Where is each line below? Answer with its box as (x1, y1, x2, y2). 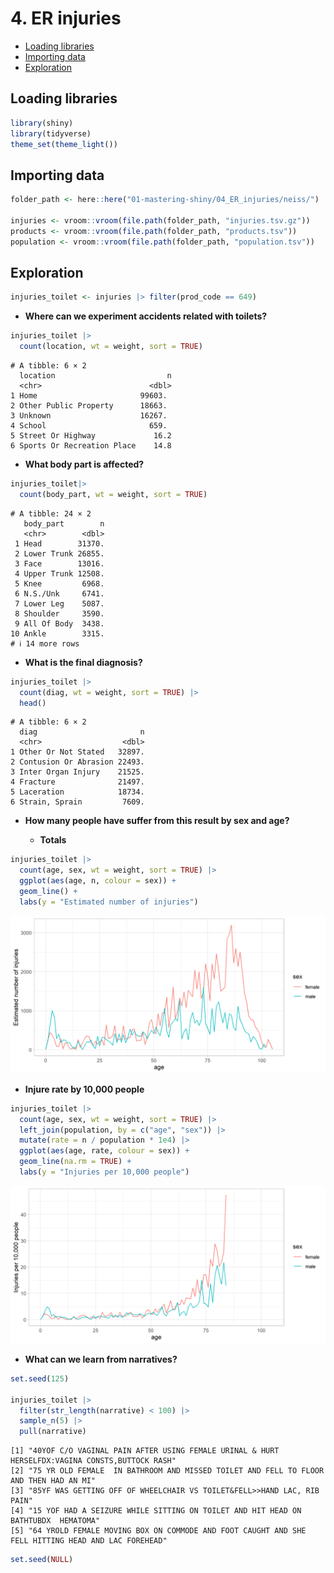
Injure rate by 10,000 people (24, 1083, 145, 1095)
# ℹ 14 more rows (10, 638, 80, 649)
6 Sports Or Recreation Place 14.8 (10, 441, 172, 451)
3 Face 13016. (14, 558, 105, 569)
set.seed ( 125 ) (10, 1373, 70, 1384)
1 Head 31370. (14, 538, 105, 549)
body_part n (23, 518, 105, 529)
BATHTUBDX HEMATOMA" (10, 1516, 101, 1526)
